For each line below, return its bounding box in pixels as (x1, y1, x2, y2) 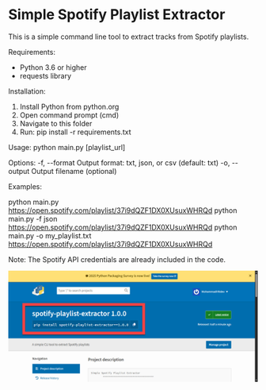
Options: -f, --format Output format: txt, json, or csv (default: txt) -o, (8, 157, 230, 168)
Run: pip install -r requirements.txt (19, 127, 132, 137)
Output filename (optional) (31, 166, 117, 176)
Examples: (8, 181, 42, 191)
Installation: (8, 86, 46, 96)
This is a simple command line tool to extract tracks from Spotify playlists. (8, 32, 249, 41)
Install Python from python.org (19, 102, 120, 111)
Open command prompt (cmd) (19, 110, 120, 120)
